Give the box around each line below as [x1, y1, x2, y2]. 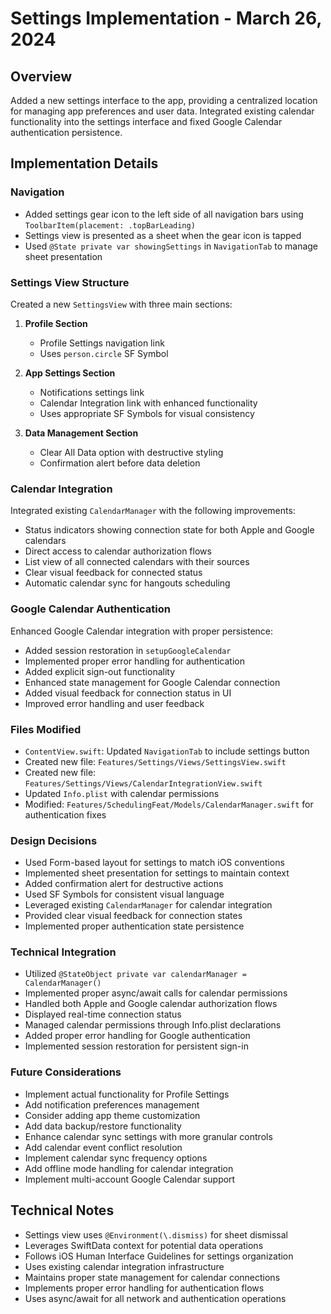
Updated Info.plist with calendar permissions [24, 787, 220, 799]
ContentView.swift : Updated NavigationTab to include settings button [24, 745, 310, 757]
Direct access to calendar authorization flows [24, 545, 212, 557]
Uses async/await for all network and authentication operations [24, 1292, 287, 1304]
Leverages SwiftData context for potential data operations [24, 1239, 264, 1251]
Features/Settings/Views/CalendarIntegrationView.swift [24, 778, 263, 789]
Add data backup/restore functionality [24, 1120, 182, 1132]
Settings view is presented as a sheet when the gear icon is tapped [24, 229, 302, 241]
